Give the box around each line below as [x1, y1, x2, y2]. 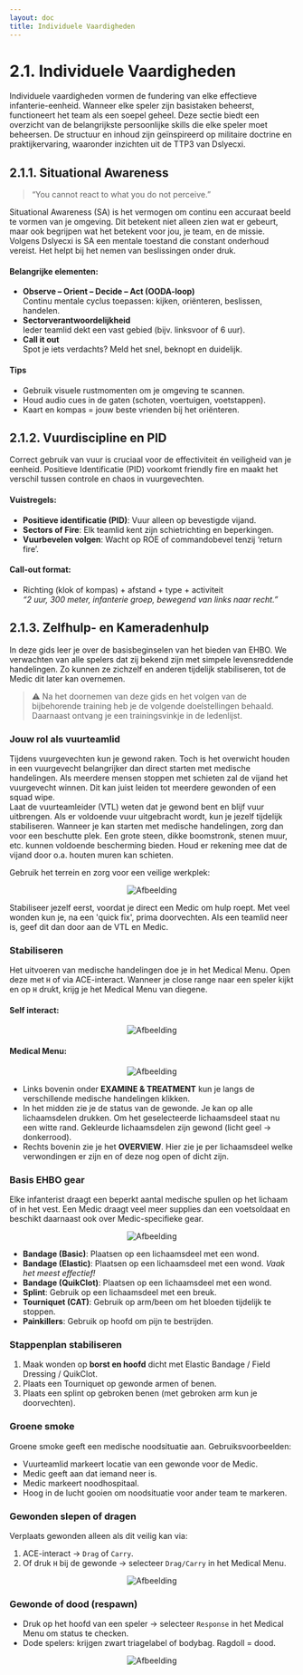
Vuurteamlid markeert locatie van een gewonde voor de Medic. [22, 1458, 259, 1469]
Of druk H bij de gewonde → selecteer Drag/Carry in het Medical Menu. [22, 1557, 287, 1568]
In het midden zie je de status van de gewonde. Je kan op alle [22, 1102, 253, 1113]
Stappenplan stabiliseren [9, 1338, 122, 1351]
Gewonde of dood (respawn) [9, 1597, 138, 1610]
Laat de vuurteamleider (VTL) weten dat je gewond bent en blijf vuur [9, 801, 265, 812]
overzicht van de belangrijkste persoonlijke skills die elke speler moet [9, 120, 269, 131]
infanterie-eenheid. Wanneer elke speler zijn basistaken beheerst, [9, 101, 255, 111]
